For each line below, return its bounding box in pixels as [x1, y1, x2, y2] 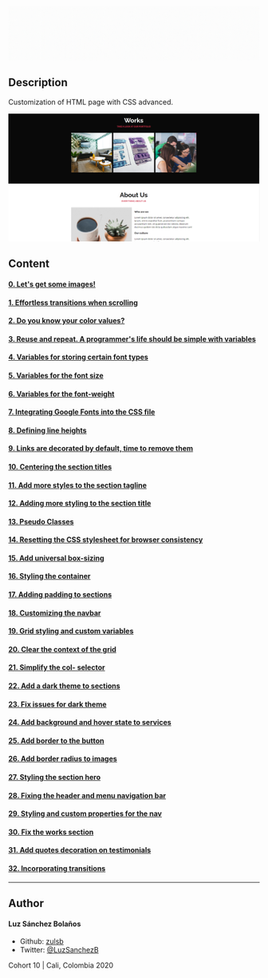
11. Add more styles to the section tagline [8, 480, 148, 489]
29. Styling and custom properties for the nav [8, 809, 162, 818]
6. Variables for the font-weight [8, 389, 115, 398]
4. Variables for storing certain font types [8, 352, 149, 362]
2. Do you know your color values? [8, 316, 125, 326]
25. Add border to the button [8, 735, 105, 745]
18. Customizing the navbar [8, 608, 101, 617]
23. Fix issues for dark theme [8, 699, 107, 709]
